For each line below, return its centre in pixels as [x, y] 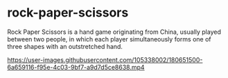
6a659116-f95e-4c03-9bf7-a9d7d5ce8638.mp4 [76, 67]
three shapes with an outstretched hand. [65, 46]
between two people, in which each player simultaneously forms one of [109, 39]
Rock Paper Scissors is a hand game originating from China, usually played [114, 32]
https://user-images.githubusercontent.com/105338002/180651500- [105, 59]
